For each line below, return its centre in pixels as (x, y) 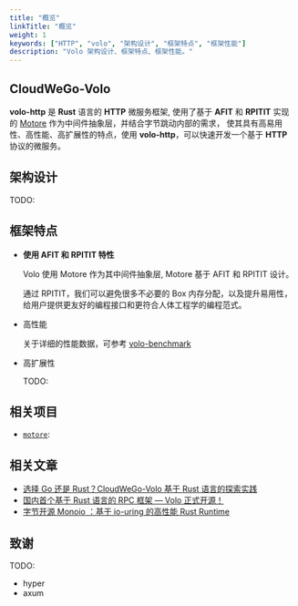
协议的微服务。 (37, 146)
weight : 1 (28, 35)
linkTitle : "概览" (43, 26)
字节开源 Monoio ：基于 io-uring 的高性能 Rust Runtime (126, 512)
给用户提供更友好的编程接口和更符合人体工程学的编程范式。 (134, 304)
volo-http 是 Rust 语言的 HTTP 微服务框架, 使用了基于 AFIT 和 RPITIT (140, 111)
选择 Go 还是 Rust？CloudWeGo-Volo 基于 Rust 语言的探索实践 (140, 489)
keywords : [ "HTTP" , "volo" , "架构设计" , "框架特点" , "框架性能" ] (128, 43)
